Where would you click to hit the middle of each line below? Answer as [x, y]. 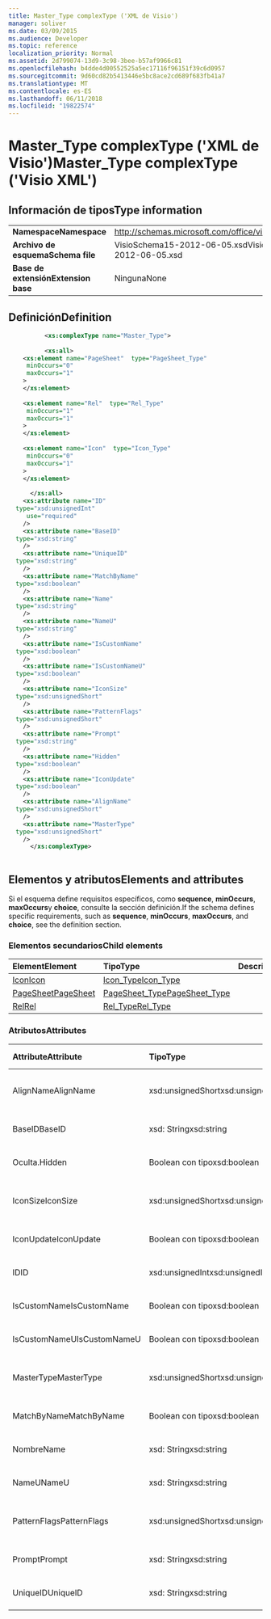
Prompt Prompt [40, 1559]
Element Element [45, 967]
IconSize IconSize [45, 1200]
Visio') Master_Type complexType [123, 163]
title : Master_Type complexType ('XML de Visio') [94, 16]
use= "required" [52, 516]
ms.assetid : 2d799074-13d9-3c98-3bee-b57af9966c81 [95, 61]
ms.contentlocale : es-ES [50, 91]
